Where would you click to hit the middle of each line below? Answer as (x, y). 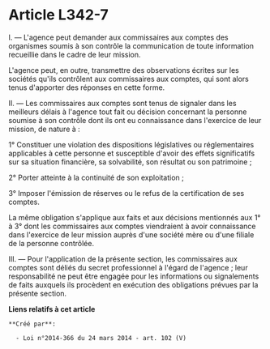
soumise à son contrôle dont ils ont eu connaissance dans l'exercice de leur (135, 120)
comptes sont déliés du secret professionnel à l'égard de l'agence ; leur (129, 267)
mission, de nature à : (45, 129)
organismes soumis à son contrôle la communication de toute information (131, 45)
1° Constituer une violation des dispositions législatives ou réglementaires (131, 144)
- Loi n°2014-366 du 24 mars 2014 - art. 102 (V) (101, 338)
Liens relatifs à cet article (52, 309)
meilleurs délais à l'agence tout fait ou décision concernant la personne (128, 112)
